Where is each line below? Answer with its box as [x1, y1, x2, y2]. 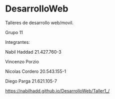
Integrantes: [5, 39, 30, 45]
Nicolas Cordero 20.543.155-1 [5, 68, 66, 74]
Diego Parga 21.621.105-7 [5, 78, 57, 84]
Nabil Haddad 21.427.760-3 [5, 49, 61, 55]
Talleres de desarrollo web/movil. [5, 20, 74, 26]
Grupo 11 [5, 29, 23, 35]
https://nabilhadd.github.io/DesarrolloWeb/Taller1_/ [5, 87, 110, 93]
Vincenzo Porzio [5, 58, 39, 64]
